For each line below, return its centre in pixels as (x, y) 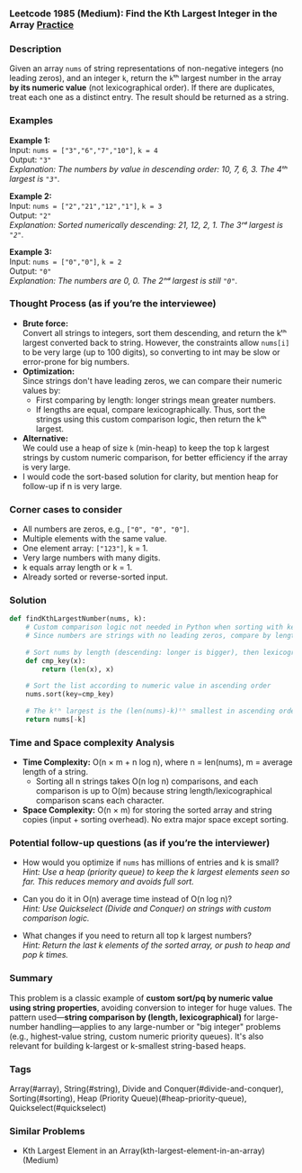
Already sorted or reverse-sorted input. (95, 577)
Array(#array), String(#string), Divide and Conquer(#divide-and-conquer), (147, 1088)
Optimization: (48, 371)
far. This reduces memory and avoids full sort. (108, 882)
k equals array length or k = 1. (77, 568)
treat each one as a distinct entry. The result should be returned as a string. (149, 97)
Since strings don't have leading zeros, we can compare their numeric (152, 380)
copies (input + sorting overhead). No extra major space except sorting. (155, 820)
